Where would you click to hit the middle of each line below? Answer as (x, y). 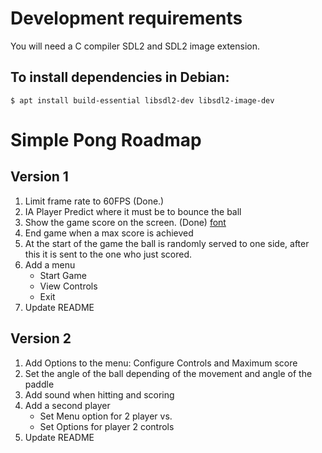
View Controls (68, 286)
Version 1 (39, 177)
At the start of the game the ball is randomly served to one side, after (167, 243)
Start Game (63, 275)
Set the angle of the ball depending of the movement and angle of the (168, 373)
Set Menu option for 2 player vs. (106, 416)
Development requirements (126, 18)
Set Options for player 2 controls (107, 426)
